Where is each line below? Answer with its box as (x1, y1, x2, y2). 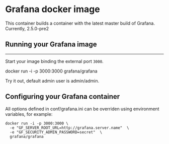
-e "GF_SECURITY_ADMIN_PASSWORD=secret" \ (10, 129, 102, 134)
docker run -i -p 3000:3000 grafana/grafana (5, 68, 98, 74)
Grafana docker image (5, 4, 100, 15)
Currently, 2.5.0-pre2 (5, 25, 49, 31)
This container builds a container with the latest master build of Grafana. (5, 20, 155, 26)
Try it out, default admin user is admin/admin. (5, 78, 100, 84)
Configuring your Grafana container (5, 92, 120, 101)
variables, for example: (5, 111, 53, 117)
